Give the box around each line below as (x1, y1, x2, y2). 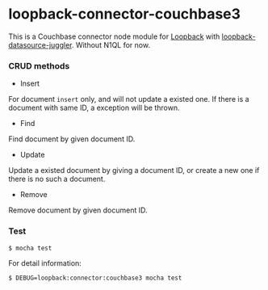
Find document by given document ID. (8, 134, 136, 144)
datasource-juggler (8, 40, 73, 49)
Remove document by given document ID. (8, 205, 148, 215)
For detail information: (8, 258, 82, 268)
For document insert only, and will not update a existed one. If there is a (8, 95, 249, 104)
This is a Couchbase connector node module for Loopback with (8, 32, 220, 41)
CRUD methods (8, 60, 70, 71)
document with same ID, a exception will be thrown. (8, 103, 180, 113)
